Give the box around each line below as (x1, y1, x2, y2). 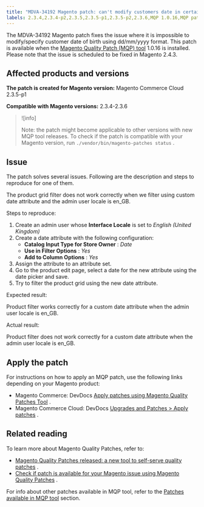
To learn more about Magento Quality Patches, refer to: (6, 445, 144, 452)
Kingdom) (15, 228, 41, 235)
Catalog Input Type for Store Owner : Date (24, 241, 132, 248)
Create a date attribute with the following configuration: (15, 234, 154, 242)
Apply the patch (6, 357, 69, 368)
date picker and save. (15, 273, 69, 281)
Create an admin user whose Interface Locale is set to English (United (15, 222, 191, 229)
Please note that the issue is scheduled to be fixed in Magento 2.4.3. (6, 51, 178, 58)
